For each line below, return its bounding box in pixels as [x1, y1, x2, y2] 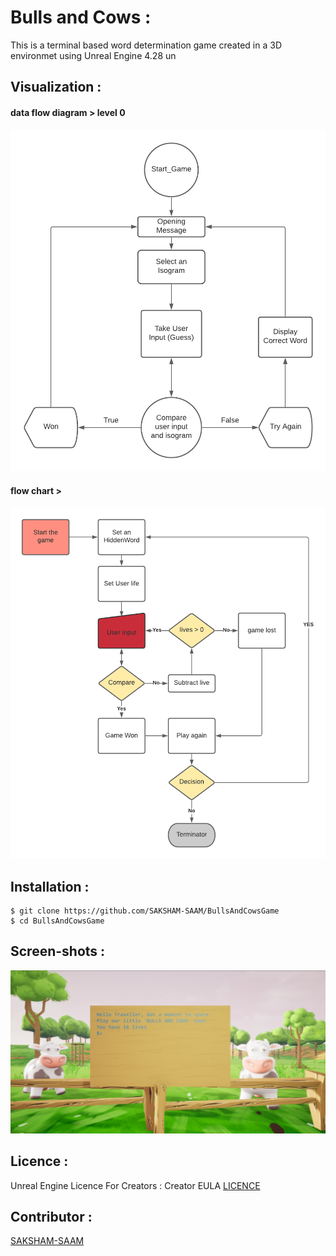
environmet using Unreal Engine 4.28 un [10, 49, 177, 61]
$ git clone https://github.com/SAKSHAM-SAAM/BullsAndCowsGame [10, 906, 280, 916]
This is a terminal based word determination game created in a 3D [10, 39, 282, 51]
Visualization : [10, 79, 102, 96]
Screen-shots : [10, 943, 106, 960]
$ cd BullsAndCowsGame [10, 916, 105, 926]
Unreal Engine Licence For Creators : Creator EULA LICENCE [10, 1179, 261, 1191]
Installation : [10, 878, 90, 895]
